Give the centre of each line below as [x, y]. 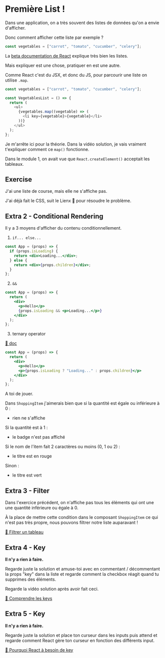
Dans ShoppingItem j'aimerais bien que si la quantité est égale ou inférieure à [82, 403]
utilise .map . [17, 80]
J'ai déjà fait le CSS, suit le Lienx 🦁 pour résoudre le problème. [68, 201]
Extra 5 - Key [25, 614]
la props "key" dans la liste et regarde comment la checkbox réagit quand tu [82, 574]
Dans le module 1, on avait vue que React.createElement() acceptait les [77, 159]
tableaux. [14, 164]
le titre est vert [27, 475]
